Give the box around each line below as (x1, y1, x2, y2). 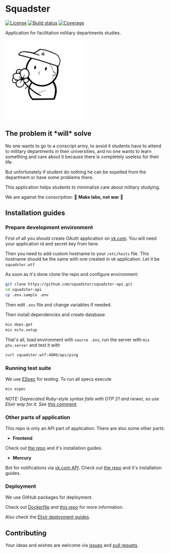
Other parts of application (5, 414, 71, 421)
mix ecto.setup (5, 327, 38, 332)
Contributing (5, 529, 47, 537)
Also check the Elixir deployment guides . (5, 514, 90, 520)
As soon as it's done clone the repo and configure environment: (5, 271, 139, 278)
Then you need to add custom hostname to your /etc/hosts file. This (5, 251, 149, 257)
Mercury (12, 455, 31, 461)
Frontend (12, 435, 33, 441)
